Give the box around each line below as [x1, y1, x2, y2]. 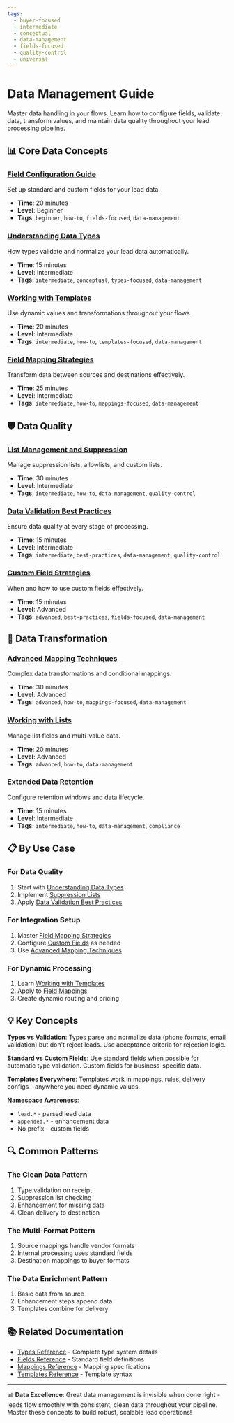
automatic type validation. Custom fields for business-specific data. [7, 1061, 202, 1070]
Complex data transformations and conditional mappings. [7, 669, 172, 678]
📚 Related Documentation [7, 1326, 124, 1338]
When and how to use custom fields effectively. [7, 584, 144, 592]
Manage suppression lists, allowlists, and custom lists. [7, 460, 162, 469]
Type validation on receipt [17, 1186, 93, 1194]
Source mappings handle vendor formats [17, 1241, 135, 1250]
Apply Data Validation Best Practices [17, 898, 123, 906]
